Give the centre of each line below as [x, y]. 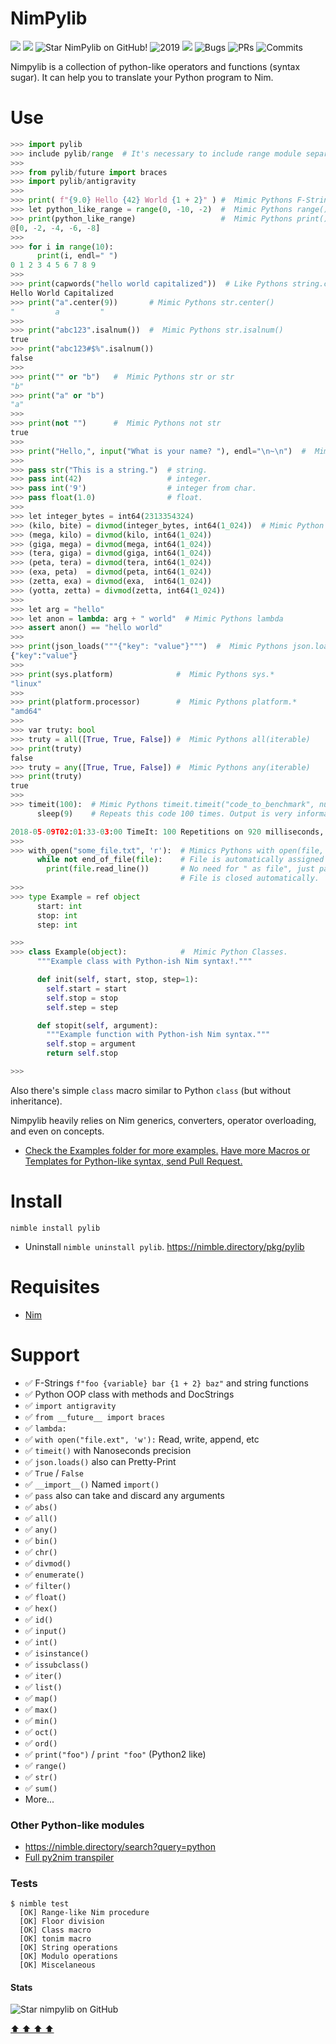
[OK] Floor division [62, 1922]
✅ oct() [41, 1731]
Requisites [55, 1287]
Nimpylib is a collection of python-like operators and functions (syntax [155, 66]
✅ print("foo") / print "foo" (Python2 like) [115, 1754]
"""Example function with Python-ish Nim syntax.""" [158, 1035]
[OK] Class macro [55, 1930]
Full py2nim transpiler [69, 1857]
